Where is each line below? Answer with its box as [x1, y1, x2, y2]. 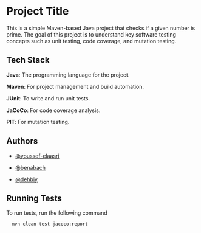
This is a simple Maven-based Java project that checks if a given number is [6, 24, 196, 32]
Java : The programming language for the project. [6, 71, 130, 78]
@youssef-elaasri [15, 152, 60, 159]
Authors [6, 136, 38, 147]
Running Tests [6, 193, 62, 203]
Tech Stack [6, 55, 50, 65]
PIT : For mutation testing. [6, 118, 70, 125]
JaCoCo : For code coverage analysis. [6, 106, 101, 114]
